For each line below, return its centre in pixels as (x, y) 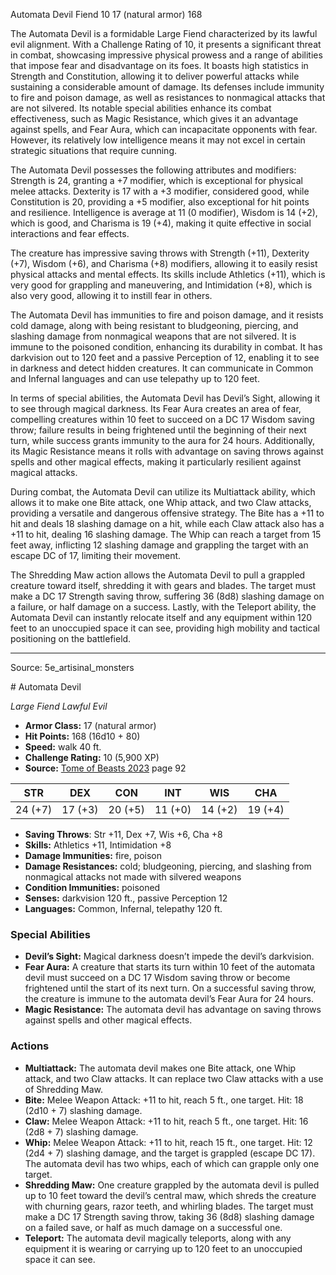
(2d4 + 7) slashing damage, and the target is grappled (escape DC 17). (170, 1153)
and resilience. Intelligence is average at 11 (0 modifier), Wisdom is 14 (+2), (164, 212)
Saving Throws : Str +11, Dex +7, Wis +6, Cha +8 (123, 834)
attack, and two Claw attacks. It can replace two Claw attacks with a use (174, 1078)
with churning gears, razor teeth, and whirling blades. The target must (169, 1206)
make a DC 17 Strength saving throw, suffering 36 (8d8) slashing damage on (167, 596)
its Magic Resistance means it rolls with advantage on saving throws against (167, 451)
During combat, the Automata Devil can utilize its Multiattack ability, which (163, 492)
